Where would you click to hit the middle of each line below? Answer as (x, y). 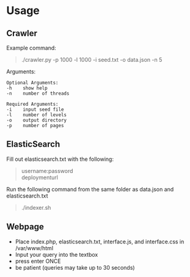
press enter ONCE (38, 261)
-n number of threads (38, 94)
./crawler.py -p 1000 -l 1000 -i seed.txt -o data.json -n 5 (92, 60)
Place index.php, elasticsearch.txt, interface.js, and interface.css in (100, 242)
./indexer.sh (36, 207)
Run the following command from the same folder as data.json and (90, 189)
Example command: (31, 48)
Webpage (25, 227)
